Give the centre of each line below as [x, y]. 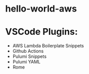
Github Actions [28, 51]
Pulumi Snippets [30, 56]
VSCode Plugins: [41, 32]
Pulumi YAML [26, 62]
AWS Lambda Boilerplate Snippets [48, 46]
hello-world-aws [41, 9]
